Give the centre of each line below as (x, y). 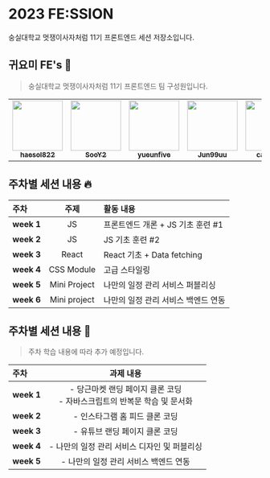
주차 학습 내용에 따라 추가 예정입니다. (86, 352)
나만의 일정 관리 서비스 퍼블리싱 (160, 285)
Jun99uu (212, 155)
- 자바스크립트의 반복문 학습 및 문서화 (125, 402)
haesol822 (37, 155)
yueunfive (154, 155)
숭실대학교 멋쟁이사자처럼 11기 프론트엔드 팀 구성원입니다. (118, 86)
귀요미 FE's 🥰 (40, 65)
